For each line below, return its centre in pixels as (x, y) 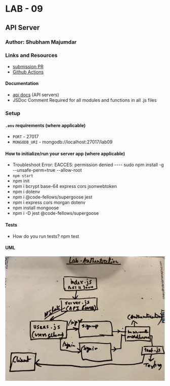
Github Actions (28, 72)
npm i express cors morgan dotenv (49, 203)
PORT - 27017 (26, 137)
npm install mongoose (36, 208)
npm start (23, 176)
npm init (21, 181)
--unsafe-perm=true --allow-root (47, 170)
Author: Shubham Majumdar (41, 42)
